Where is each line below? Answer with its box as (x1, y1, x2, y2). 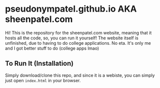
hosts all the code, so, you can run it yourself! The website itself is (5, 35, 138, 41)
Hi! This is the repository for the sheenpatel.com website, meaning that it (5, 30, 152, 35)
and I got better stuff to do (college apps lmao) (5, 45, 99, 51)
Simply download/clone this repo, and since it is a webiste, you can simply (5, 72, 155, 78)
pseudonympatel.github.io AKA (5, 3, 137, 15)
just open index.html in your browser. (5, 77, 81, 83)
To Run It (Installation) (5, 59, 74, 68)
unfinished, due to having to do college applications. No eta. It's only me (5, 40, 151, 46)
